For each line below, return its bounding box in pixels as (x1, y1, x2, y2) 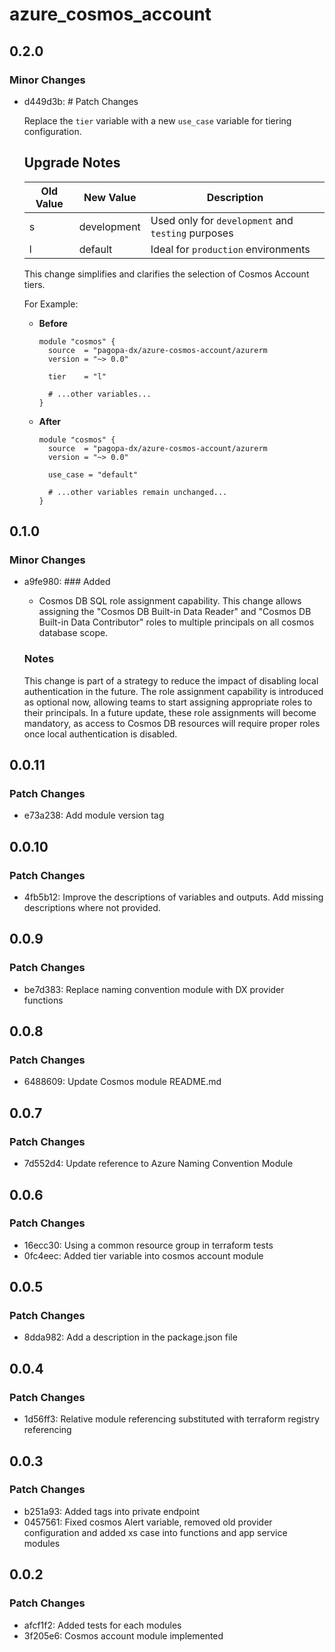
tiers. (23, 278, 46, 290)
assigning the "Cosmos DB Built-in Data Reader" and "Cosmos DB (38, 606, 312, 618)
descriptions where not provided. (23, 902, 161, 914)
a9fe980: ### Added (23, 576, 111, 588)
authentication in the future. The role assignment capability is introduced (23, 685, 324, 697)
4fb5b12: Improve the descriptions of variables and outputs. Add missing (23, 891, 324, 903)
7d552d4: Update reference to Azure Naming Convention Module (23, 1158, 294, 1170)
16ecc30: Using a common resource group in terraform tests (23, 1239, 274, 1251)
